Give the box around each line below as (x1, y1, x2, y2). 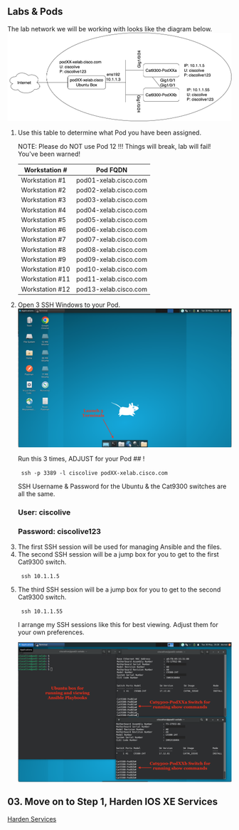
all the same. (17, 490, 55, 498)
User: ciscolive (17, 507, 71, 517)
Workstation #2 (21, 186, 66, 194)
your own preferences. (17, 628, 85, 636)
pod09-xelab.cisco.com (75, 255, 148, 263)
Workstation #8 (21, 245, 66, 253)
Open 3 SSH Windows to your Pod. (17, 300, 121, 309)
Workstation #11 (21, 275, 70, 283)
